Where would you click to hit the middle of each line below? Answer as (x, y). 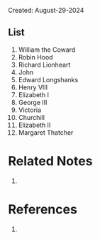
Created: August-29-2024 (46, 10)
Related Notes (50, 161)
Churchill (32, 117)
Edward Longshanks (48, 79)
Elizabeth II (34, 125)
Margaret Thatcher (46, 132)
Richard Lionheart (44, 65)
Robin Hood (35, 57)
